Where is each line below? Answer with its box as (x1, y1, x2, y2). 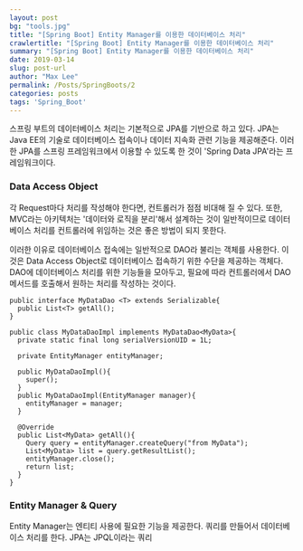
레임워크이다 (9, 157, 54, 168)
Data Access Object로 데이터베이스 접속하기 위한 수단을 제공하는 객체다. (25, 255, 283, 266)
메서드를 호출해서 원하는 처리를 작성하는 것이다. (9, 278, 176, 289)
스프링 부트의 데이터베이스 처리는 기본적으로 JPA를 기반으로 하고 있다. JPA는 (9, 123, 279, 134)
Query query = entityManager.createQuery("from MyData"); (25, 438, 249, 448)
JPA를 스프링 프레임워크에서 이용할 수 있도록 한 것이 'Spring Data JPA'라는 (18, 146, 284, 157)
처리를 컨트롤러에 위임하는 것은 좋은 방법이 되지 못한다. (33, 224, 227, 235)
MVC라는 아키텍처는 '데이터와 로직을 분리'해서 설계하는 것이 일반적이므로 (9, 214, 267, 224)
